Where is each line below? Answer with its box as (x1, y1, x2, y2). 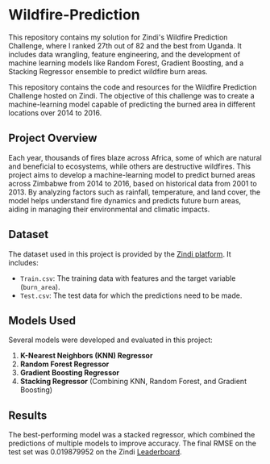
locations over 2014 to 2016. (8, 107, 102, 118)
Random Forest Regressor (19, 359, 110, 369)
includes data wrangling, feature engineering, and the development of (8, 49, 240, 59)
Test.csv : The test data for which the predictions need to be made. (19, 291, 243, 300)
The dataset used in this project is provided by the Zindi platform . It (8, 249, 231, 259)
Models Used (8, 313, 77, 328)
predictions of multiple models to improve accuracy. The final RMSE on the (8, 438, 256, 449)
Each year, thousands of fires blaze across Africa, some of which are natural (8, 153, 262, 162)
